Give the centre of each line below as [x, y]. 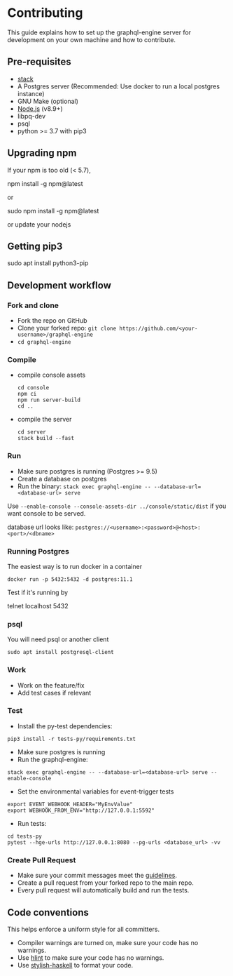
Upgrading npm [42, 153]
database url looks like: [41, 527]
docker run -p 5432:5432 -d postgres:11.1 [70, 579]
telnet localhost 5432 [38, 606]
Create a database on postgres [62, 479]
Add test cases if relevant [54, 693]
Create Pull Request [42, 860]
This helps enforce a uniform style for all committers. [83, 929]
